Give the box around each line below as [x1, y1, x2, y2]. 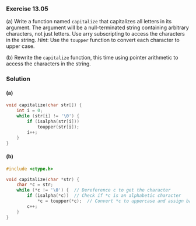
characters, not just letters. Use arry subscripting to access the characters [6, 30, 185, 37]
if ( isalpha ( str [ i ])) [27, 119, 80, 124]
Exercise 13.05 [6, 5, 48, 13]
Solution [6, 75, 31, 83]
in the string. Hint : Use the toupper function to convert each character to [6, 37, 180, 44]
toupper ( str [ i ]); [37, 124, 80, 130]
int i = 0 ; [16, 107, 43, 114]
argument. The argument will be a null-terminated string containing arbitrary [6, 24, 190, 31]
